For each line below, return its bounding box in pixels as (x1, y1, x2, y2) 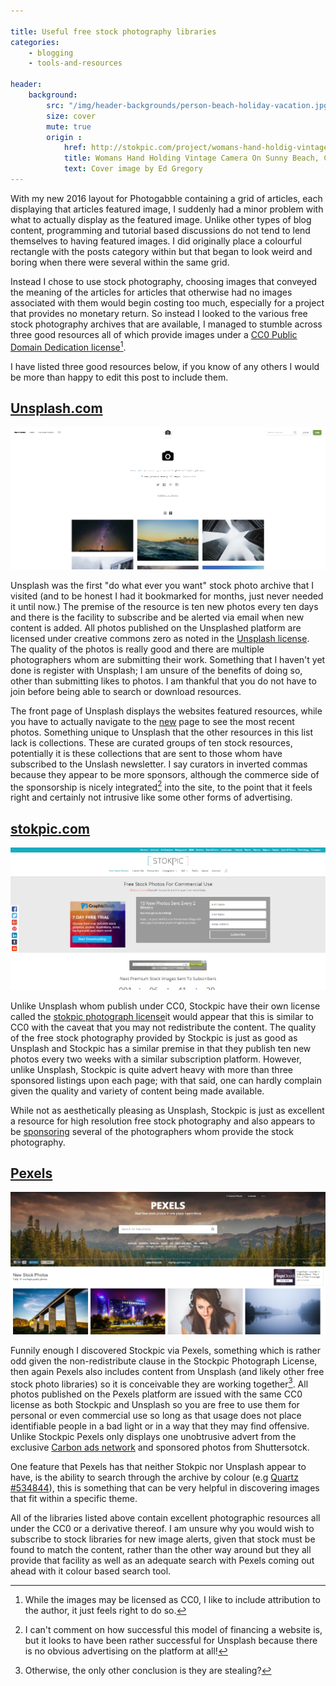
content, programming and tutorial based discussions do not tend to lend (10, 224, 311, 236)
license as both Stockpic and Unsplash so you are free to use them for (10, 1399, 300, 1411)
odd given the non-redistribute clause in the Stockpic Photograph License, (10, 1355, 318, 1367)
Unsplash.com (10, 400, 103, 417)
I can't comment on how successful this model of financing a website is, (24, 1624, 323, 1636)
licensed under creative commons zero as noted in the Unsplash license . (10, 632, 310, 644)
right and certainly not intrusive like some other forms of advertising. (10, 791, 293, 804)
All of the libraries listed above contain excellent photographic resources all (10, 1512, 321, 1524)
